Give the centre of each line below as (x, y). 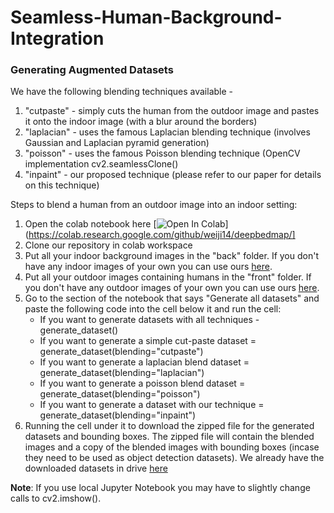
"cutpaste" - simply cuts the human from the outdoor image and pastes (172, 111)
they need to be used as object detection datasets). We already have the (174, 458)
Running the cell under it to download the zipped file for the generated (169, 426)
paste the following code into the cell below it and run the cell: (153, 309)
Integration (57, 38)
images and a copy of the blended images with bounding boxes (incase (172, 447)
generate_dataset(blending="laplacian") (122, 373)
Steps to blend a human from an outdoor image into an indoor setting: (154, 205)
